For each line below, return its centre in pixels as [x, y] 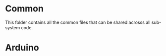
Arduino [22, 48]
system [13, 27]
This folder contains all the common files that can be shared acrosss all [78, 22]
